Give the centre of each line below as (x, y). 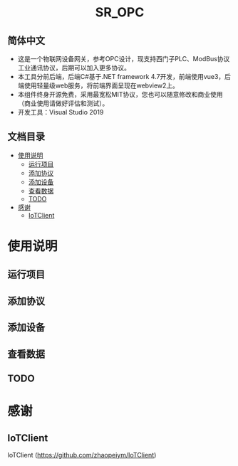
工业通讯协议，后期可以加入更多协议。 (74, 68)
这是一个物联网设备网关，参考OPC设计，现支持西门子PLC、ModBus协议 (124, 59)
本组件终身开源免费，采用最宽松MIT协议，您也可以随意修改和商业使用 (120, 94)
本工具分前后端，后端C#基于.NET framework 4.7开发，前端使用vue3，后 (124, 76)
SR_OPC (120, 12)
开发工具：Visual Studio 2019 (61, 112)
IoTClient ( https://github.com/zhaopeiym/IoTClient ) (82, 455)
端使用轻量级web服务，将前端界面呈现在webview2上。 (98, 85)
